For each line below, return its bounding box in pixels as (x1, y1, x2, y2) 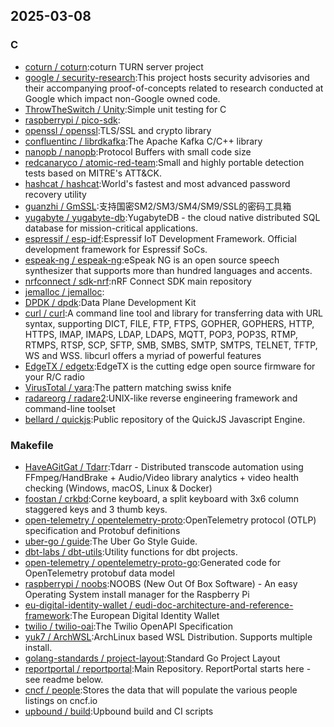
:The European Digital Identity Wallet (69, 609, 220, 621)
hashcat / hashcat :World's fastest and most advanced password (24, 177, 291, 189)
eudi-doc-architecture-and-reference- (134, 599, 294, 611)
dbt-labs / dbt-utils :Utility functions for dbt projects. (24, 545, 238, 558)
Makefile (10, 438, 54, 452)
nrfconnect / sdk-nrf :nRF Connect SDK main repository (24, 275, 252, 287)
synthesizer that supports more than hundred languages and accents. (24, 264, 313, 276)
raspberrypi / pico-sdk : (24, 114, 121, 126)
